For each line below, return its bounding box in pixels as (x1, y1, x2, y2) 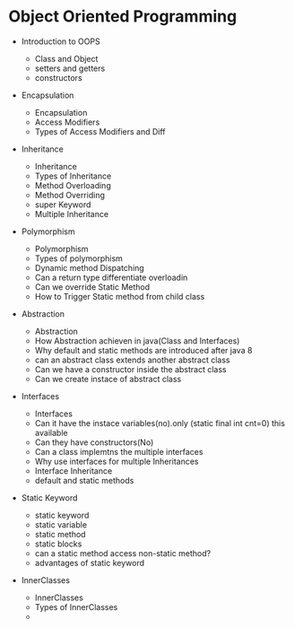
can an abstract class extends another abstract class (34, 354, 230, 365)
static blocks (34, 538, 82, 549)
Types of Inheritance (34, 170, 112, 181)
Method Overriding (34, 189, 105, 200)
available (34, 427, 68, 438)
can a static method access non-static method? (34, 547, 212, 558)
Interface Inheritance (34, 465, 113, 476)
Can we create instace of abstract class (34, 373, 182, 384)
